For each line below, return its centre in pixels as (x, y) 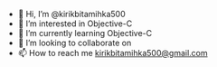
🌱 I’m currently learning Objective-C (85, 33)
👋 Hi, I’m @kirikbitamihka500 (72, 14)
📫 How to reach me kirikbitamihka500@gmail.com (113, 53)
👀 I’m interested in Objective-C (75, 24)
